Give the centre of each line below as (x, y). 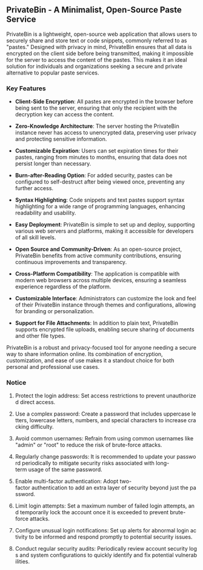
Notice (16, 383)
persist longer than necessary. (53, 164)
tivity (21, 537)
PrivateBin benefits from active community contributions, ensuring (98, 256)
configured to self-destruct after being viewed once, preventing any (100, 182)
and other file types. (40, 336)
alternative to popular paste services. (53, 73)
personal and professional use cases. (53, 367)
